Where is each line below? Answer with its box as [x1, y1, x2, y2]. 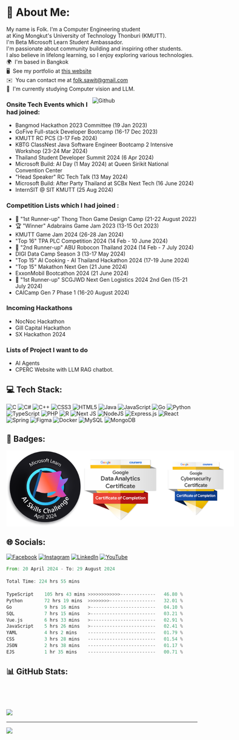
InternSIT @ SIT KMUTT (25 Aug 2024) [15, 186, 113, 194]
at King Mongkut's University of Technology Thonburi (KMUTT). [6, 32, 167, 39]
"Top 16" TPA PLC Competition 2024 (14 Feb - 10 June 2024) [15, 237, 168, 245]
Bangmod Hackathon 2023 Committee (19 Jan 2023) [15, 121, 147, 129]
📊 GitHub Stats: [6, 667, 69, 677]
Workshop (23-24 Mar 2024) [15, 148, 88, 155]
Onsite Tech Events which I [6, 100, 88, 109]
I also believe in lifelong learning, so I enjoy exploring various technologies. [6, 51, 194, 58]
